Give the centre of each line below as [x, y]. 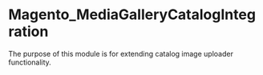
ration [28, 32]
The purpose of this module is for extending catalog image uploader [121, 53]
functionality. [30, 62]
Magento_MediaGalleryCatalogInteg [132, 15]
